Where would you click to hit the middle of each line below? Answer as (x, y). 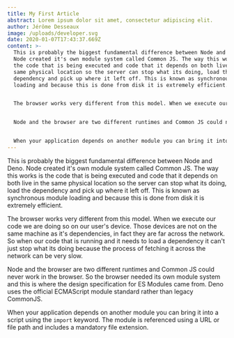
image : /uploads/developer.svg (53, 33)
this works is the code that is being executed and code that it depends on (112, 176)
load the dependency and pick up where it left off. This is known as (103, 190)
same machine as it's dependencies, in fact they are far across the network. (116, 233)
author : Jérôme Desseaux (43, 26)
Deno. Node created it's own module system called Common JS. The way (113, 168)
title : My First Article (43, 14)
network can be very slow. (45, 256)
